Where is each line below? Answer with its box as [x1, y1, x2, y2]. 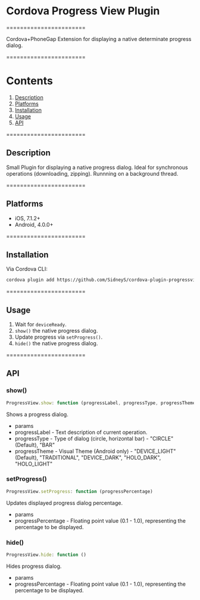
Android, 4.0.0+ [14, 221, 54, 228]
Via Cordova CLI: [6, 265, 48, 273]
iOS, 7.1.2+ [14, 214, 40, 221]
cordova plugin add [6, 277, 55, 283]
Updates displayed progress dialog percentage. [6, 499, 123, 507]
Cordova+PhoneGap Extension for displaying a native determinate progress [6, 35, 192, 42]
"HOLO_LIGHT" [14, 460, 53, 467]
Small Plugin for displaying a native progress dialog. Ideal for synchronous [6, 164, 189, 171]
